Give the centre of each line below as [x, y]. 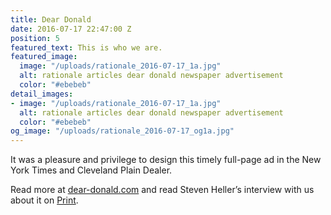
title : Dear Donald [51, 19]
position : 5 [35, 38]
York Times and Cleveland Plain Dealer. [91, 170]
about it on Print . [44, 200]
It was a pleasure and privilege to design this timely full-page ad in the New [166, 160]
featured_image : [44, 57]
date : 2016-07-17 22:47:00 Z [71, 29]
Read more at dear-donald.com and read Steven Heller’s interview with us [162, 190]
